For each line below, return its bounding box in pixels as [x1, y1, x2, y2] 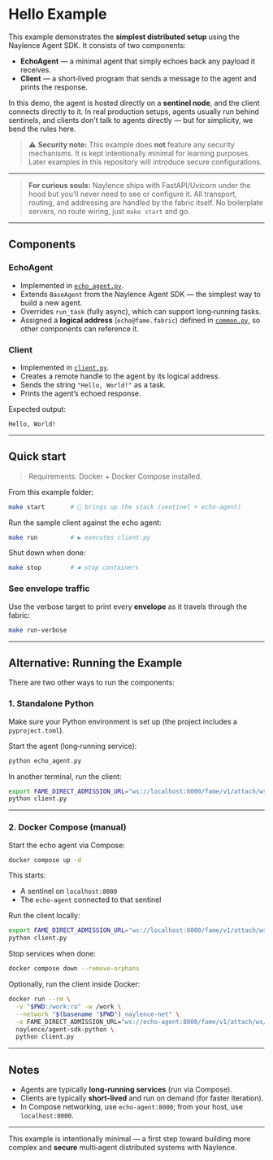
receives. [19, 64, 51, 74]
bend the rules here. [8, 124, 76, 134]
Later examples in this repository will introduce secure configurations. [28, 156, 262, 167]
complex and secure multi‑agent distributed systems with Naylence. [8, 1143, 237, 1153]
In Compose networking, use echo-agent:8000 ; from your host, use [19, 1102, 244, 1112]
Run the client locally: [8, 911, 80, 921]
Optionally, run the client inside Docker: [8, 979, 141, 989]
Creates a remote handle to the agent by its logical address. [19, 371, 221, 381]
